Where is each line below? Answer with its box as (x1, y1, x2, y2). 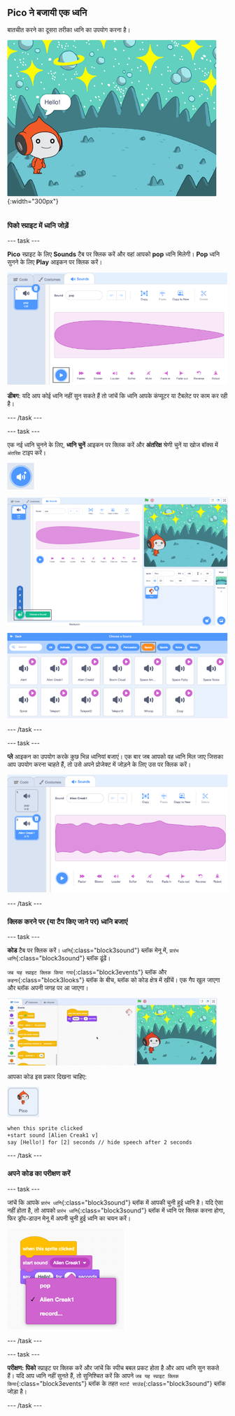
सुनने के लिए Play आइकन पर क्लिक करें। (7, 258, 103, 267)
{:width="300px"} (7, 197, 59, 205)
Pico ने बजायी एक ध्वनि (7, 7, 87, 19)
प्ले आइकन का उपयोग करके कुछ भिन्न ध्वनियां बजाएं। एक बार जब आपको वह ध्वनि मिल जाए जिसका (7, 753, 224, 761)
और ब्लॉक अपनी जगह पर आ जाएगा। (7, 984, 89, 992)
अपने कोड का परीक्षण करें (7, 1169, 71, 1179)
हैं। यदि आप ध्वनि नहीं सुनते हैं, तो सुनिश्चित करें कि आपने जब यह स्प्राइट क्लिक (7, 1371, 180, 1380)
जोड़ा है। (7, 1387, 27, 1396)
